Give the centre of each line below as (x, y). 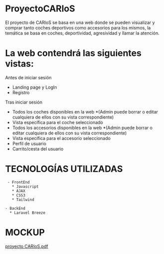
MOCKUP (25, 233)
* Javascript (25, 187)
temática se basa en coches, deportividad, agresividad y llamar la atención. (82, 33)
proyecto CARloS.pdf (27, 246)
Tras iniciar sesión (24, 102)
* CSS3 (19, 195)
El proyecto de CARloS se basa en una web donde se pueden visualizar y (80, 22)
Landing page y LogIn (35, 87)
